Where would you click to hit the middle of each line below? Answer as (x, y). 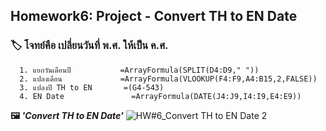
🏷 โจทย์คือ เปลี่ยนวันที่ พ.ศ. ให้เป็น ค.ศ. (89, 46)
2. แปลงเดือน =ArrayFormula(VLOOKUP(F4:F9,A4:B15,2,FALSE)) (168, 79)
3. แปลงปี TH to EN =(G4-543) (92, 87)
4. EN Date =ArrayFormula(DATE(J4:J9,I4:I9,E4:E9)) (160, 96)
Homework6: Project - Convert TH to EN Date (154, 16)
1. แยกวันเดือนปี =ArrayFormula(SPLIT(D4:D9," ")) (139, 70)
